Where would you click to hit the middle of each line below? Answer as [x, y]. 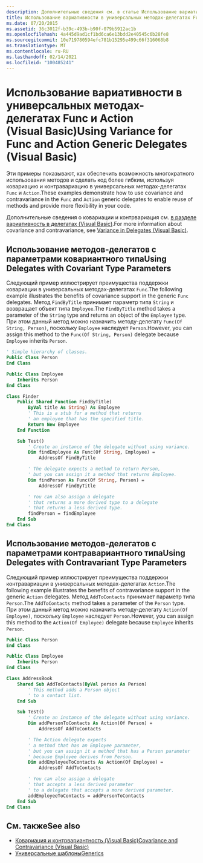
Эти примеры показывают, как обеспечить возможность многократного [100, 174]
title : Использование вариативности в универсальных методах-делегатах [98, 18]
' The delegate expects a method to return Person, [95, 469]
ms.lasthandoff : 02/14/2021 [42, 57]
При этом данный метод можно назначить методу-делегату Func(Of [95, 322]
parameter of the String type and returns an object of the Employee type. [96, 315]
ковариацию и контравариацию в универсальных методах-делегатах [96, 187]
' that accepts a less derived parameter [81, 785]
